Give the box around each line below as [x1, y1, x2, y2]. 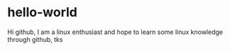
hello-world [7, 4, 78, 21]
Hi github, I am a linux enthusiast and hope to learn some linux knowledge [7, 28, 224, 36]
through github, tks [7, 35, 63, 43]
